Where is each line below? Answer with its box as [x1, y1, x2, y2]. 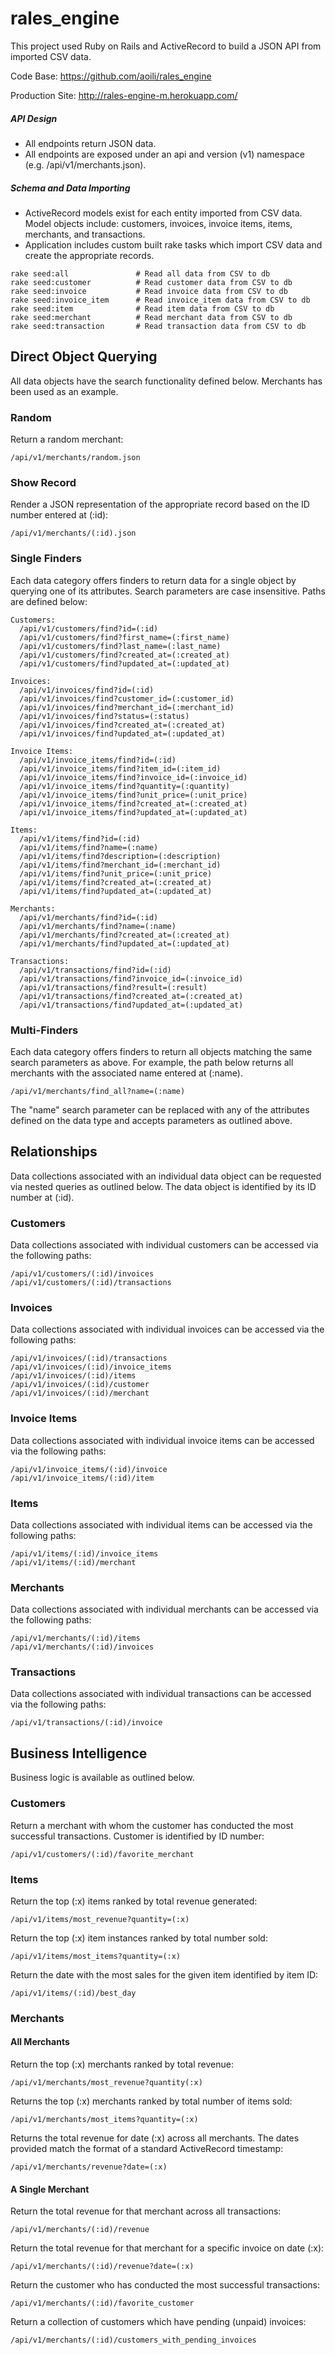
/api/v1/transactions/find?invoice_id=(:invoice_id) [19, 973, 244, 984]
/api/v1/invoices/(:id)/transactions [10, 1353, 168, 1364]
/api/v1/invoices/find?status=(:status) [19, 711, 190, 721]
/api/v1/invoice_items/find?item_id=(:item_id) [19, 763, 222, 774]
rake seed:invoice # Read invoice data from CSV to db [10, 286, 288, 296]
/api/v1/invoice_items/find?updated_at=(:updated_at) [19, 807, 248, 817]
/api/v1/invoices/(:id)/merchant [10, 1388, 150, 1399]
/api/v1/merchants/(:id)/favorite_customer [10, 2298, 195, 2309]
